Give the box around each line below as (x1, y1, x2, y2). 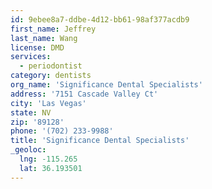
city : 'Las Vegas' (10, 98, 87, 108)
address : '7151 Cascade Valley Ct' (10, 89, 159, 99)
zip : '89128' (10, 117, 65, 127)
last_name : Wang (10, 33, 78, 43)
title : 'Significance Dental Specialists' (10, 136, 190, 146)
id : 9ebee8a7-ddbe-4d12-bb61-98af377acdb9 (10, 14, 190, 25)
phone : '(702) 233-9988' (10, 126, 114, 136)
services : (10, 52, 52, 62)
